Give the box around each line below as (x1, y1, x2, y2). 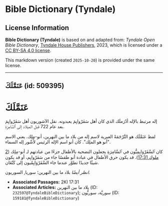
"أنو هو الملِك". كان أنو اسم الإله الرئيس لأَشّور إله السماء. (5, 139, 111, 145)
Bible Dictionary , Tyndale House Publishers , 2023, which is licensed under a (5, 42, 162, 48)
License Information (5, 24, 69, 32)
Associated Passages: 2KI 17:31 (12, 179, 79, 185)
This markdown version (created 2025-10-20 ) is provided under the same (5, 57, 155, 63)
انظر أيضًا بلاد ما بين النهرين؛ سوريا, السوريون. (5, 169, 90, 175)
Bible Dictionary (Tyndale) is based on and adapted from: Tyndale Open (5, 37, 155, 43)
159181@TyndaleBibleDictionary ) (12, 195, 79, 201)
